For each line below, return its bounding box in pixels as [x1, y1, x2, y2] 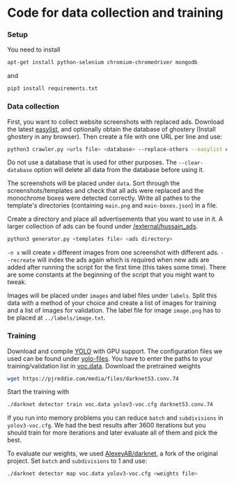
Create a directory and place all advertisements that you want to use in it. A [7, 214, 224, 224]
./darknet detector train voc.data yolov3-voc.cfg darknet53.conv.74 [7, 401, 214, 408]
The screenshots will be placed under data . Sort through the [7, 179, 180, 187]
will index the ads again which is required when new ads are [37, 256, 210, 264]
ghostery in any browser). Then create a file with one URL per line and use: [7, 132, 223, 141]
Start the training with [7, 388, 70, 396]
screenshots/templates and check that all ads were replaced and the [7, 187, 204, 195]
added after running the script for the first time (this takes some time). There [7, 263, 226, 272]
